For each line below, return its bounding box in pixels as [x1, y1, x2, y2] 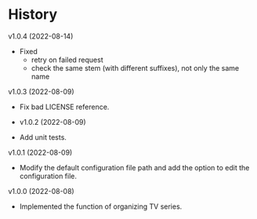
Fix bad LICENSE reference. [19, 102, 110, 111]
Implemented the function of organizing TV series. [19, 202, 183, 211]
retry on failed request [31, 55, 103, 64]
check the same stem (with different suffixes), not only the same [31, 63, 240, 72]
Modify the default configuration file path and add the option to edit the [19, 162, 250, 172]
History [8, 5, 58, 24]
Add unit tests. [19, 132, 67, 142]
